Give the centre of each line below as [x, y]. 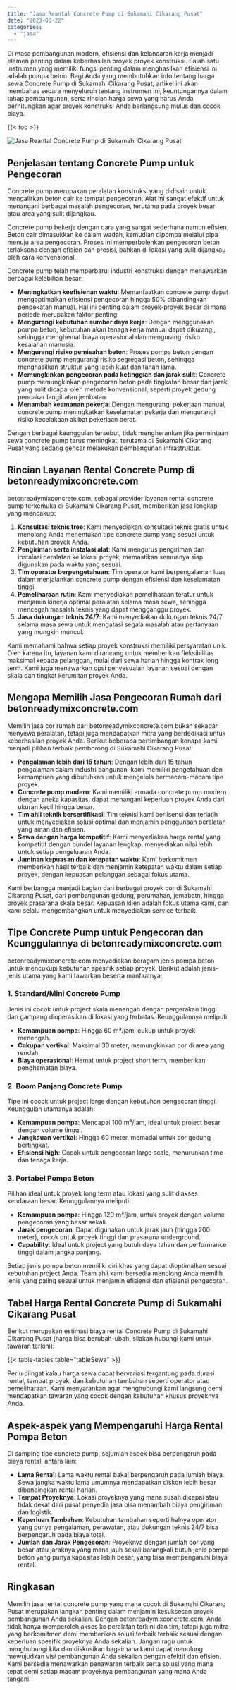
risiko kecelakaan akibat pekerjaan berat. [77, 420]
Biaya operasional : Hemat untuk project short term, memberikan [111, 1060]
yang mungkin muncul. [51, 631]
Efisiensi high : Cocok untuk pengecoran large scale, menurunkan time [120, 1153]
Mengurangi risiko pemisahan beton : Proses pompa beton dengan [115, 352]
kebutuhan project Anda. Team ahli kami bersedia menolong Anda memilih [115, 1273]
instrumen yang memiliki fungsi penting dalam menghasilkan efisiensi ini [112, 68]
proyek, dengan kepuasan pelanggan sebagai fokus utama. [104, 874]
